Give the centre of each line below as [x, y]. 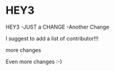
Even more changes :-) [34, 61]
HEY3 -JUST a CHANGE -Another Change [57, 27]
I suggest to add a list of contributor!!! [52, 38]
